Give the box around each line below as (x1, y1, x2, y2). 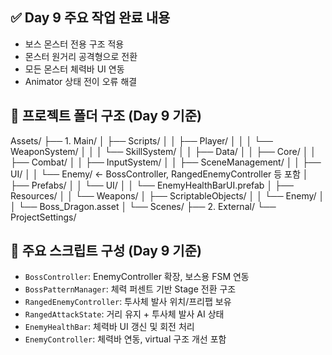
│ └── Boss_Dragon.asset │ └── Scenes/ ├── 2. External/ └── (10, 200, 277, 212)
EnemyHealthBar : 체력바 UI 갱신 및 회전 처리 (24, 321, 195, 333)
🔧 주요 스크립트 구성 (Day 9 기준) (10, 243, 202, 260)
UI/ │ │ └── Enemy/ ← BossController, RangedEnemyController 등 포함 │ (10, 168, 309, 180)
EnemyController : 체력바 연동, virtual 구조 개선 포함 (24, 333, 227, 345)
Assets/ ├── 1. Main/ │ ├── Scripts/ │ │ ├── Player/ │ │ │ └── (10, 134, 273, 147)
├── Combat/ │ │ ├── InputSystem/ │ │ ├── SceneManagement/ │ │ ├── (10, 156, 322, 168)
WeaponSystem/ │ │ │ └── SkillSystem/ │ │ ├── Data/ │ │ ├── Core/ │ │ (10, 145, 317, 157)
